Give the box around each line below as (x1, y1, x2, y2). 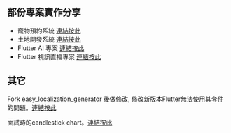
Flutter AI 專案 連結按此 (17, 44, 85, 52)
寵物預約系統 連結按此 (17, 26, 81, 35)
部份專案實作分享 (7, 6, 81, 19)
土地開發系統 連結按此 (17, 35, 81, 43)
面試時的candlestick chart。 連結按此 (7, 118, 113, 127)
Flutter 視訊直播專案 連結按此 (17, 52, 101, 61)
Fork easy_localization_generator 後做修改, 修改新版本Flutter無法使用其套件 (7, 95, 224, 103)
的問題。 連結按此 (7, 103, 57, 111)
